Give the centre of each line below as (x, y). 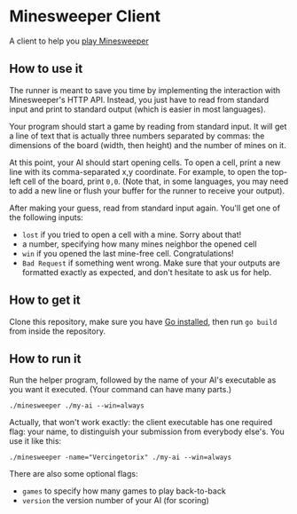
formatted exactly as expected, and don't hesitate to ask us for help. (147, 272)
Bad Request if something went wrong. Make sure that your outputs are (151, 263)
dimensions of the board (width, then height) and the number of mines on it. (148, 145)
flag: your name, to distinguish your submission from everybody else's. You (147, 431)
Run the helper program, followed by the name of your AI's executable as (143, 380)
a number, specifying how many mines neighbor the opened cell (139, 244)
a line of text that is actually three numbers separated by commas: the (137, 136)
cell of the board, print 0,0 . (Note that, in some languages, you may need (156, 181)
